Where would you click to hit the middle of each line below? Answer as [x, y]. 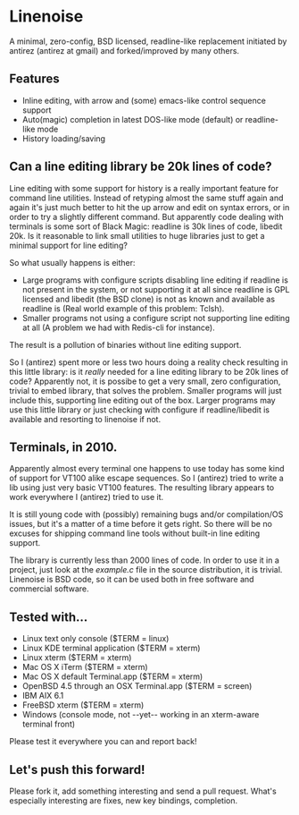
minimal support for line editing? [68, 245]
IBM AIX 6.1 [43, 696]
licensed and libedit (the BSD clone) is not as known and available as [148, 299]
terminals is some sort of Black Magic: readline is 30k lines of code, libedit [146, 226]
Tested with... [49, 617]
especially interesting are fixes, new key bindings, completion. [124, 801]
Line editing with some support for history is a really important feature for [144, 188]
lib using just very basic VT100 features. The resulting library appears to [142, 488]
